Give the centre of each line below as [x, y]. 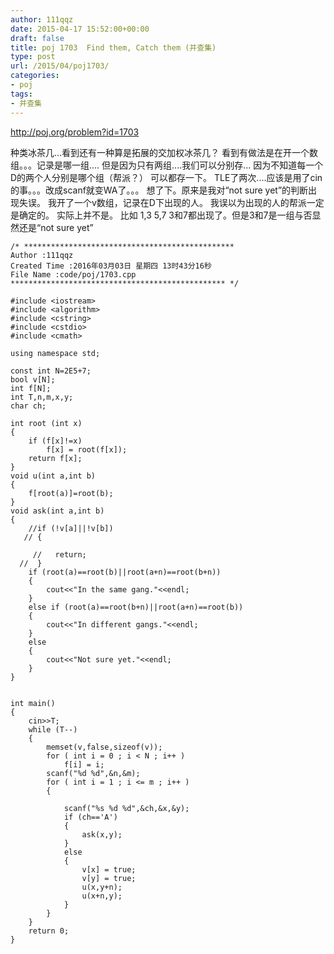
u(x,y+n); [102, 887]
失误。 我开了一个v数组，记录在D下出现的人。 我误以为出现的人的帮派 [162, 202]
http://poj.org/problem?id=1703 [75, 132]
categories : [35, 76]
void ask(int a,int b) [57, 511]
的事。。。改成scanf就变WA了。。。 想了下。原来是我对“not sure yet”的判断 [159, 190]
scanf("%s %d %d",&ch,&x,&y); [126, 808]
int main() [33, 703]
